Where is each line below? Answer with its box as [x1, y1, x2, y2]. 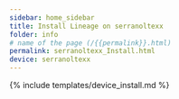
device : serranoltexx [9, 55, 91, 64]
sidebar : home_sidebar [9, 13, 95, 22]
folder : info [9, 30, 59, 39]
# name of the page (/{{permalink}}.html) [9, 38, 172, 48]
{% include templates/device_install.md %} [9, 80, 170, 90]
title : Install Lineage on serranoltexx [9, 22, 165, 31]
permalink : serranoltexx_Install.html [9, 47, 155, 56]
